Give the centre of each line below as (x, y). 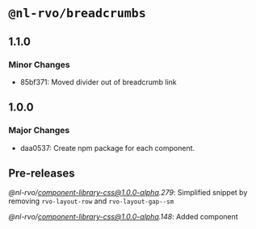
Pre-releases (42, 173)
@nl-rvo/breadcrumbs (78, 13)
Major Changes (39, 131)
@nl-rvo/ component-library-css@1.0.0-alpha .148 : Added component (123, 217)
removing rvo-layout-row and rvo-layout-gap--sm (91, 201)
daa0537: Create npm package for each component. (107, 148)
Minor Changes (39, 65)
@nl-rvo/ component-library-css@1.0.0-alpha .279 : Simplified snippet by (128, 193)
